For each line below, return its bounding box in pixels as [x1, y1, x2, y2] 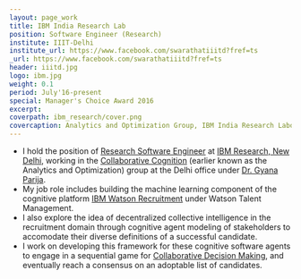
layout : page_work [9, 13, 78, 22]
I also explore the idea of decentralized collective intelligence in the [21, 212, 271, 223]
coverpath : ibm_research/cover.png [9, 113, 142, 122]
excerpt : [9, 105, 42, 114]
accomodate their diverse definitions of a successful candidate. [21, 232, 258, 241]
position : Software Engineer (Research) [9, 30, 163, 38]
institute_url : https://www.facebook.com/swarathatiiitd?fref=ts [9, 46, 258, 55]
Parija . [21, 174, 47, 184]
